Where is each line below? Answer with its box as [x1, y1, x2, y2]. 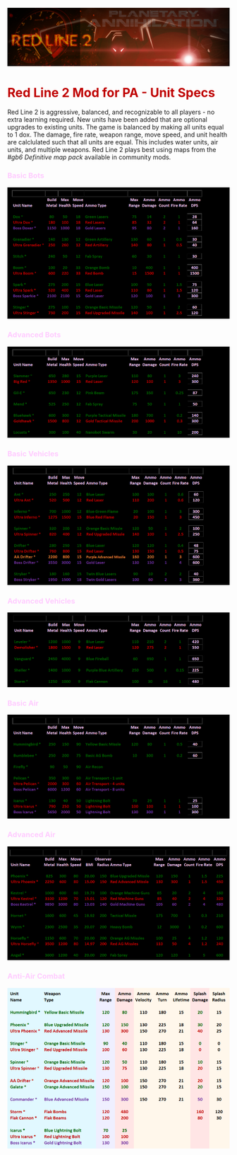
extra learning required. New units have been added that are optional [7, 115, 208, 124]
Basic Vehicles [7, 449, 59, 459]
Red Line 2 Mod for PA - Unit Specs [7, 84, 216, 100]
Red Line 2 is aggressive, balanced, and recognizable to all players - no [7, 108, 215, 117]
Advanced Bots [7, 330, 61, 340]
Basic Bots [7, 171, 44, 180]
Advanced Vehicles [7, 596, 75, 606]
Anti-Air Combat [7, 971, 66, 981]
